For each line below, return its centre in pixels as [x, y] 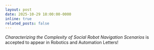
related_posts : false [27, 23]
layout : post [18, 10]
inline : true [18, 19]
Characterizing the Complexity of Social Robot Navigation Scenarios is [77, 37]
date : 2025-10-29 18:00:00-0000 [38, 14]
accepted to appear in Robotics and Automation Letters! [62, 43]
